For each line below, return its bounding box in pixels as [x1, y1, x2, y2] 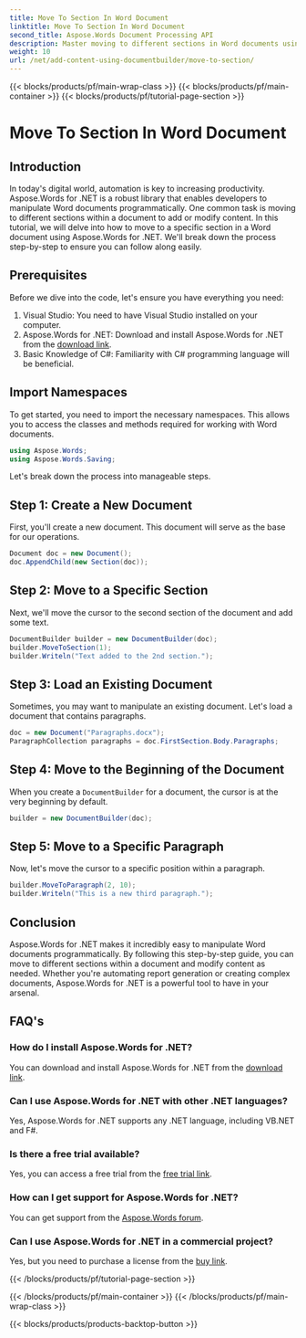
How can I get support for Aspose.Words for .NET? [9, 1191, 239, 1204]
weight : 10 [9, 47, 51, 57]
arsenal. [9, 987, 40, 998]
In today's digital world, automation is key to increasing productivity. [9, 184, 266, 194]
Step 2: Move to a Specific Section [9, 583, 209, 598]
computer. [22, 319, 62, 330]
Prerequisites [9, 268, 87, 283]
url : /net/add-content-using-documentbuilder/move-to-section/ [9, 56, 255, 65]
